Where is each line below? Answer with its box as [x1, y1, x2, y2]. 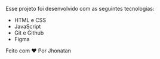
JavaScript [14, 23, 41, 30]
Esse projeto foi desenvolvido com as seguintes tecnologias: [5, 5, 155, 12]
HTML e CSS [14, 17, 47, 23]
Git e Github [14, 29, 44, 36]
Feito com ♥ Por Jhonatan [5, 47, 71, 54]
